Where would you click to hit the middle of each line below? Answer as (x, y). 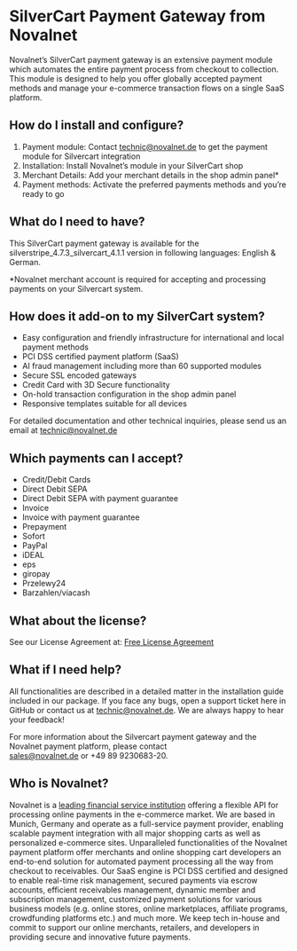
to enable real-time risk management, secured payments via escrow (134, 880)
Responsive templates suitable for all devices (105, 404)
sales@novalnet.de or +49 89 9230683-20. (89, 755)
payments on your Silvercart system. (76, 288)
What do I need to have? (77, 222)
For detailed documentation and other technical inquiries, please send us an (148, 421)
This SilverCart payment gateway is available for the (104, 243)
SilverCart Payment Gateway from (137, 16)
